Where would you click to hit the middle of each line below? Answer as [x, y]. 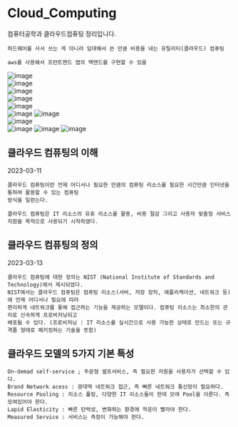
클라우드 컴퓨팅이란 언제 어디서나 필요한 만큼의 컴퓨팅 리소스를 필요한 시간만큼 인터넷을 [119, 185]
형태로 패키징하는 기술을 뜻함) [58, 330]
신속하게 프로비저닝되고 [49, 315]
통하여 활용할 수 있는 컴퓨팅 [43, 192]
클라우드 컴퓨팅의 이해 [53, 153]
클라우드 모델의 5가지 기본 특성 [71, 353]
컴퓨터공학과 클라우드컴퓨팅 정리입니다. [62, 34]
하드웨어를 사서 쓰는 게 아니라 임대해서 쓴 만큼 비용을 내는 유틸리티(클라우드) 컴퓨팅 [116, 48]
